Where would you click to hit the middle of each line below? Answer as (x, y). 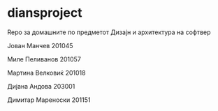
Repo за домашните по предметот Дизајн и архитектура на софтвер (109, 32)
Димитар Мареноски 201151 (49, 100)
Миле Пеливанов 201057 (44, 59)
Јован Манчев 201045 (40, 45)
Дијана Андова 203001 (41, 86)
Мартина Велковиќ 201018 (46, 73)
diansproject (45, 13)
